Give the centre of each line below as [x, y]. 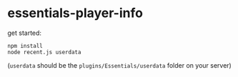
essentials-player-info [75, 13]
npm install [25, 46]
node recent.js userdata [44, 52]
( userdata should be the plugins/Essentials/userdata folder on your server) [120, 65]
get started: [24, 33]
